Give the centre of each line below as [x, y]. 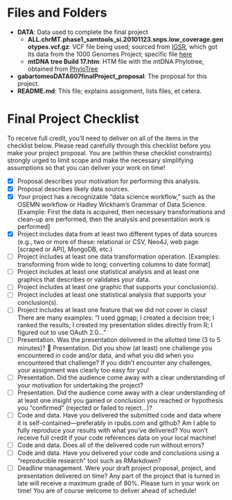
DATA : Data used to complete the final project [83, 32]
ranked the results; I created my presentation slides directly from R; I [115, 325]
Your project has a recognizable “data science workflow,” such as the [116, 197]
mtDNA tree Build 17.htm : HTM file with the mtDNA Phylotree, [116, 61]
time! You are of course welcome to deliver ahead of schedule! [107, 490]
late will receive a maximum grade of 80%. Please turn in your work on [118, 483]
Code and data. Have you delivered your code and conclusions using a [118, 453]
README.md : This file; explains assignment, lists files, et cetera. [109, 91]
